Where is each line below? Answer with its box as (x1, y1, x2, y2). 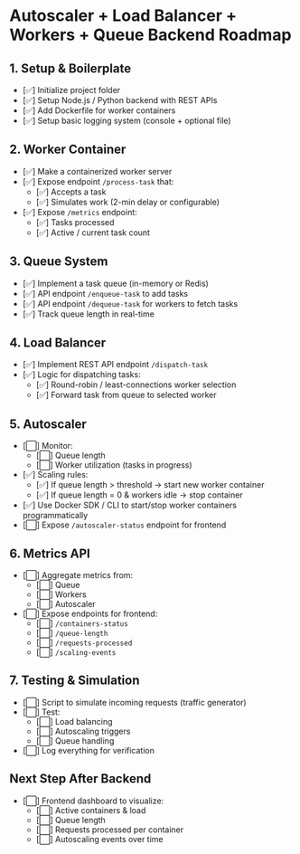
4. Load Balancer (9, 336, 107, 351)
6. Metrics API (9, 546, 90, 561)
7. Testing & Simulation (9, 673, 140, 688)
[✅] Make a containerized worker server (22, 166, 173, 176)
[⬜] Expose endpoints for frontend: (22, 608, 158, 620)
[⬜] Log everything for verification (22, 745, 155, 755)
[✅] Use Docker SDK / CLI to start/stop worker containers (22, 499, 238, 511)
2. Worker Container (9, 142, 127, 157)
